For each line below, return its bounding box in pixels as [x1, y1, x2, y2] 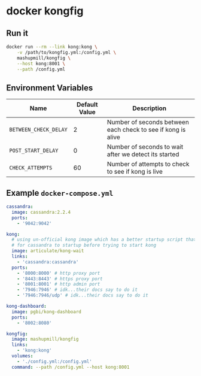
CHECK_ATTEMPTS [9, 165, 53, 171]
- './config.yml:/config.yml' [17, 358, 93, 365]
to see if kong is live [106, 168, 163, 176]
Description [132, 104, 166, 113]
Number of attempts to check [106, 160, 190, 168]
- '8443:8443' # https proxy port [17, 275, 103, 282]
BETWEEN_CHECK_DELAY [9, 126, 68, 133]
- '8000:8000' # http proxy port [17, 270, 100, 276]
